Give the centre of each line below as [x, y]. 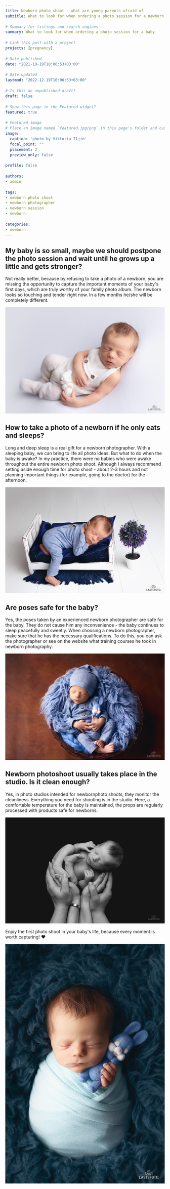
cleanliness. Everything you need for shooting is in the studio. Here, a [78, 799]
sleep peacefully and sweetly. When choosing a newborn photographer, [80, 631]
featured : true [21, 112]
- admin [13, 181]
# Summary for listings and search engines [52, 27]
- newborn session [25, 208]
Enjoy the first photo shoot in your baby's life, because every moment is [80, 932]
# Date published [24, 59]
